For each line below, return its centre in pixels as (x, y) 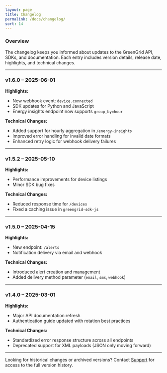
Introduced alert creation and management (56, 272)
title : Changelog (23, 14)
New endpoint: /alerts (36, 247)
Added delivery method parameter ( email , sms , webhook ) (69, 277)
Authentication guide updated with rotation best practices (71, 321)
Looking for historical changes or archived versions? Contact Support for (80, 360)
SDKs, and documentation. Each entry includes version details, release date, (83, 57)
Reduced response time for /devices (50, 204)
